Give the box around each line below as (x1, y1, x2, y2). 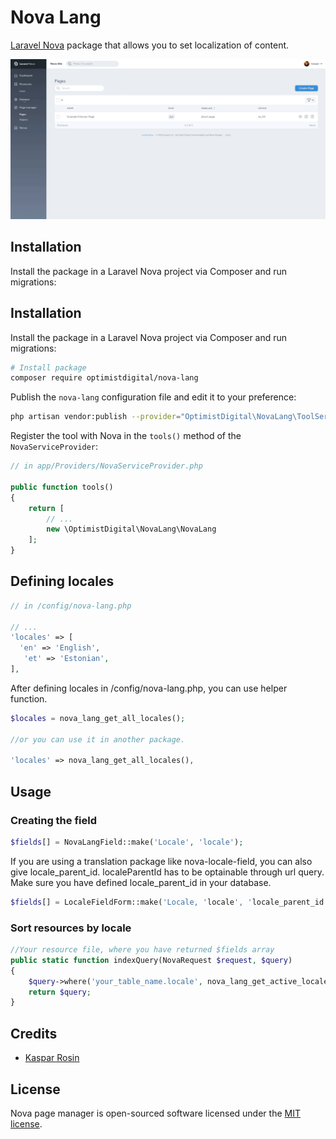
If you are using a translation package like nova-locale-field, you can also (10, 855, 313, 867)
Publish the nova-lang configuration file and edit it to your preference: (10, 391, 297, 403)
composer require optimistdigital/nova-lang (10, 373, 199, 383)
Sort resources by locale (10, 921, 132, 935)
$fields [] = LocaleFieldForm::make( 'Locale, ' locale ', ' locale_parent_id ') (10, 897, 333, 907)
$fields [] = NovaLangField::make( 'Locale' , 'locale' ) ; (10, 837, 244, 847)
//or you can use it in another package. (10, 734, 186, 745)
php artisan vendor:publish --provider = (10, 412, 182, 422)
